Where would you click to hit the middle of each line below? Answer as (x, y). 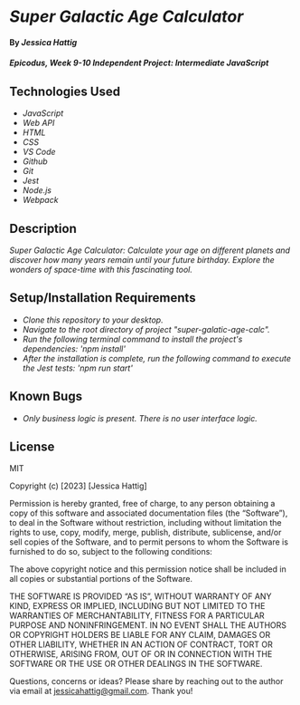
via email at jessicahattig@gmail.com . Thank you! (101, 691)
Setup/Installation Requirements (103, 298)
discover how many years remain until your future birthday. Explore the (142, 260)
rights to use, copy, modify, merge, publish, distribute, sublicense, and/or (145, 533)
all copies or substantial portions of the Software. (101, 579)
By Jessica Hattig (43, 42)
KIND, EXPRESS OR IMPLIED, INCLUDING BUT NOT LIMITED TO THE (137, 606)
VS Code (39, 152)
